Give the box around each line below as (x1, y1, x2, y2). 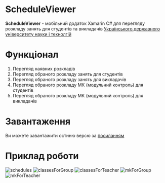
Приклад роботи (5, 151, 79, 162)
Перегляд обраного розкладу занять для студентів (12, 71, 123, 77)
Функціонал (5, 49, 59, 60)
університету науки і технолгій (5, 31, 72, 37)
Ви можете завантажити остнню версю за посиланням (5, 132, 125, 138)
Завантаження (5, 116, 71, 127)
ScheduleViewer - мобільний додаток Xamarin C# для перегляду (5, 20, 145, 26)
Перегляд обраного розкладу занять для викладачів (12, 76, 127, 82)
